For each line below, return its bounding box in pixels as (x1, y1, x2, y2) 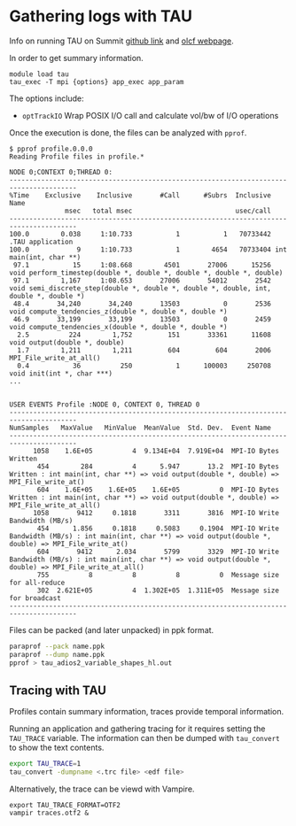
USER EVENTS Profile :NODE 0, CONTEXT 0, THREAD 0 (9, 400, 200, 409)
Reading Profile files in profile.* (9, 152, 144, 161)
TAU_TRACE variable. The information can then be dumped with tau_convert (9, 733, 281, 744)
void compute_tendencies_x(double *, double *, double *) (9, 322, 228, 331)
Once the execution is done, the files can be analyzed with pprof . (9, 127, 247, 138)
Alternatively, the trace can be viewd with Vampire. (9, 784, 195, 794)
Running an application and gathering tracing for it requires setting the (9, 723, 266, 734)
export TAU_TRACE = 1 (9, 760, 82, 768)
